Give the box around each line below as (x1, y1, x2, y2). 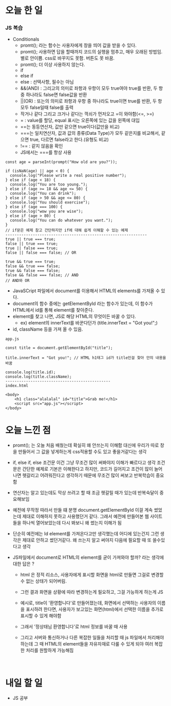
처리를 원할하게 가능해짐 (26, 647, 74, 654)
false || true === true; (5, 241, 58, 247)
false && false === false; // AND (5, 273, 79, 278)
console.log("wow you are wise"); (10, 209, 83, 214)
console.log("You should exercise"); (10, 200, 90, 205)
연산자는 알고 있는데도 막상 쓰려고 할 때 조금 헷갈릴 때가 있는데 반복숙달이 (12, 490, 159, 496)
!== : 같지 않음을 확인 (20, 143, 63, 149)
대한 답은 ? (12, 561, 35, 567)
